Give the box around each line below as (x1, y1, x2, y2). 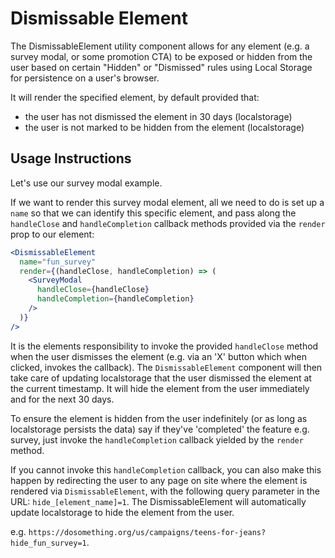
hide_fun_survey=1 (10, 538, 87, 548)
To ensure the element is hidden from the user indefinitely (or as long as (10, 412, 308, 424)
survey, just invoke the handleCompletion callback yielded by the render (10, 433, 304, 446)
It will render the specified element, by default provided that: (10, 91, 260, 103)
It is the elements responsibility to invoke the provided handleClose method (10, 340, 319, 352)
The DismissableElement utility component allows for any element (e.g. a (10, 40, 310, 52)
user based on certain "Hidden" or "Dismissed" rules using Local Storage (10, 61, 313, 73)
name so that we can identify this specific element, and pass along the (10, 207, 297, 219)
